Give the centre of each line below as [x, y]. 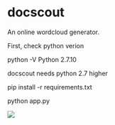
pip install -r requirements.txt [50, 87]
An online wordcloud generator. [54, 32]
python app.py [29, 101]
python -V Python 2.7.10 [42, 59]
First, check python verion [45, 45]
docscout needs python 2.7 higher [58, 73]
